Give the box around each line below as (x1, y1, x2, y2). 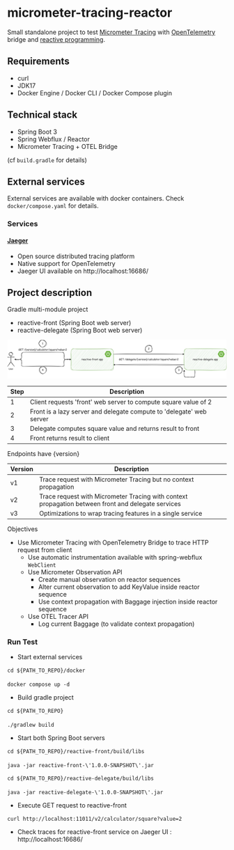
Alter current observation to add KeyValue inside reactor (38, 583, 200, 591)
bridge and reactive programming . (7, 35, 106, 43)
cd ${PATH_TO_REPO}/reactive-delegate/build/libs (7, 775, 155, 782)
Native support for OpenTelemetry (17, 259, 116, 267)
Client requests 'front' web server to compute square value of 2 (30, 398, 212, 406)
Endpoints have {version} (7, 449, 80, 457)
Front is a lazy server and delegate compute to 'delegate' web (30, 407, 207, 416)
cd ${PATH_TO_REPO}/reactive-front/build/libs (7, 748, 145, 755)
